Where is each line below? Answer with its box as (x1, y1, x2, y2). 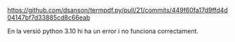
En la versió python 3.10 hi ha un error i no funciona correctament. (7, 27, 199, 35)
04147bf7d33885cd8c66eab (7, 13, 91, 22)
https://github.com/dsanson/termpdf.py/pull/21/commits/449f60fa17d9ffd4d (7, 6, 229, 14)
